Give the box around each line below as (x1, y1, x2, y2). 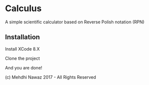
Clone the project (5, 55, 40, 61)
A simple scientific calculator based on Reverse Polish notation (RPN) (5, 19, 145, 25)
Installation (5, 33, 40, 41)
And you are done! (5, 65, 43, 70)
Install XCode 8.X (5, 46, 40, 51)
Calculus (5, 3, 42, 14)
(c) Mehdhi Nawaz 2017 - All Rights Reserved (5, 74, 96, 80)
